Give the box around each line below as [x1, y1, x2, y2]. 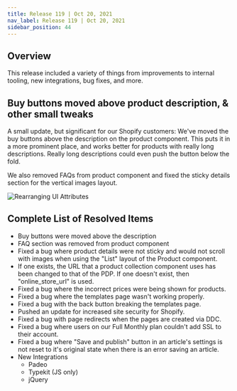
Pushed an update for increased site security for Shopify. [17, 307, 185, 316]
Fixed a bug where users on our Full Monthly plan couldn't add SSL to [17, 322, 222, 331]
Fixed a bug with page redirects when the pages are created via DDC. [17, 314, 222, 323]
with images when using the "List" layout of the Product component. [17, 254, 218, 263]
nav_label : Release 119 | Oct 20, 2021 [7, 17, 126, 24]
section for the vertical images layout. [7, 178, 118, 187]
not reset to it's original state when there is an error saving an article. [17, 345, 220, 353]
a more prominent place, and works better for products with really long [7, 142, 214, 150]
